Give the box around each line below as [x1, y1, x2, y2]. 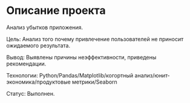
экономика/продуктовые [6, 78, 71, 85]
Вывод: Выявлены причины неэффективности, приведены [6, 53, 157, 61]
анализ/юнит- [134, 71, 171, 79]
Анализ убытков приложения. [6, 24, 84, 31]
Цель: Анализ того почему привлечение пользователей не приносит [6, 35, 184, 42]
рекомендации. [6, 60, 47, 67]
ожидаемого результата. [6, 42, 71, 49]
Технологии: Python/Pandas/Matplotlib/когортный [6, 71, 134, 79]
